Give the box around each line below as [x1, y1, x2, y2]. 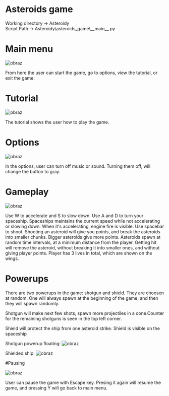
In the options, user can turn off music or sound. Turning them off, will [5, 163, 151, 169]
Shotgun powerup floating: [5, 340, 61, 346]
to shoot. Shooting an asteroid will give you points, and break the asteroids [5, 228, 160, 235]
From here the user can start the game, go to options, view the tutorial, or [5, 70, 158, 76]
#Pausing [5, 360, 25, 366]
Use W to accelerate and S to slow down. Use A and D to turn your [5, 213, 144, 219]
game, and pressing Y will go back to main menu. [5, 384, 107, 391]
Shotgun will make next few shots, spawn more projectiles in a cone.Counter [5, 310, 164, 316]
